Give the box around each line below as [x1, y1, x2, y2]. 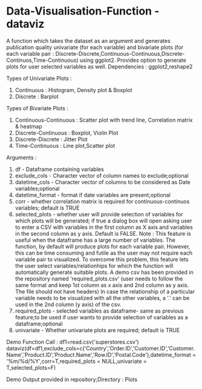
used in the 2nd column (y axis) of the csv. [15, 301, 122, 308]
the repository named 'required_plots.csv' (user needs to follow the [15, 274, 183, 282]
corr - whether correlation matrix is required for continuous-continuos [15, 198, 190, 205]
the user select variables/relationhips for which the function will [15, 262, 174, 269]
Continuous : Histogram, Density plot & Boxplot [15, 86, 132, 93]
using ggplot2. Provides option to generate [79, 56, 186, 64]
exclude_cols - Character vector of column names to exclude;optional [15, 171, 189, 179]
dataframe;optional [15, 320, 63, 327]
